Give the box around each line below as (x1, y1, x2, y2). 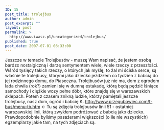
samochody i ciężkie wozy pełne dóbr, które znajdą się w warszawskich (5, 88, 150, 94)
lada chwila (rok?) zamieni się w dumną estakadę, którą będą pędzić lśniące (5, 83, 159, 88)
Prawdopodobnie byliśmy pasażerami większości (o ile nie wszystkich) (5, 114, 148, 120)
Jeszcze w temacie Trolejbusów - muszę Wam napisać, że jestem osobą (5, 57, 152, 63)
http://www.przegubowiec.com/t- (85, 98, 153, 104)
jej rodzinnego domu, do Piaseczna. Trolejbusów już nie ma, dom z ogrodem (5, 78, 160, 84)
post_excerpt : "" (5, 21, 41, 26)
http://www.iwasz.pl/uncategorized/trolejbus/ (9, 35, 106, 40)
